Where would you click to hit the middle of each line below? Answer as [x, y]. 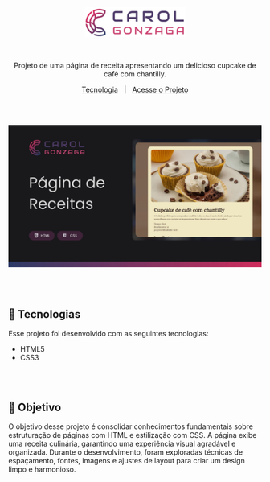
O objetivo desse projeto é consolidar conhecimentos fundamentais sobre [131, 426]
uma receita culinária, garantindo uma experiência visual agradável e [122, 444]
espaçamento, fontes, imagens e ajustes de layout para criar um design [127, 461]
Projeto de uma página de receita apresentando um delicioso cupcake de [135, 65]
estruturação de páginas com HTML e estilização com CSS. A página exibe [133, 435]
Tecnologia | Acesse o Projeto [135, 89]
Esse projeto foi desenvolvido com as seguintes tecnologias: [108, 334]
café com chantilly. [135, 74]
